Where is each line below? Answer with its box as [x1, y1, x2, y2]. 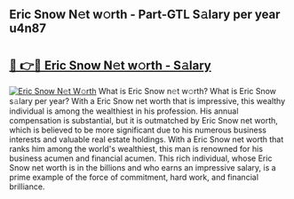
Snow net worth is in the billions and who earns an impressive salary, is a [9, 163, 277, 172]
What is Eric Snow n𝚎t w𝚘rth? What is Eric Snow [98, 86, 277, 96]
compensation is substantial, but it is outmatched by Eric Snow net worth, [9, 115, 278, 125]
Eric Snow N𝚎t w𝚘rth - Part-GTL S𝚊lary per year [9, 7, 281, 22]
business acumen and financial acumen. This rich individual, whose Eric [9, 153, 273, 163]
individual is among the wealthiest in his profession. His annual [9, 106, 239, 116]
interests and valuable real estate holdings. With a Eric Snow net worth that [9, 134, 284, 145]
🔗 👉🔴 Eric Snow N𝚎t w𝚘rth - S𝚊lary [9, 58, 211, 73]
